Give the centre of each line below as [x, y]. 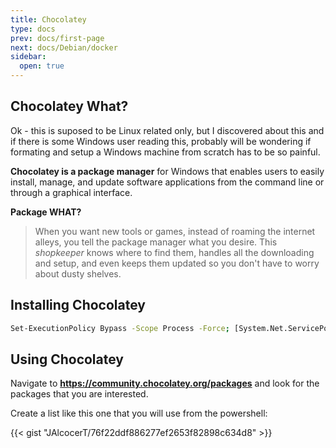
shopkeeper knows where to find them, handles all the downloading [174, 252]
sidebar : [28, 57]
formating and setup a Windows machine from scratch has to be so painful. [165, 152]
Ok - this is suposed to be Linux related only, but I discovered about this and [167, 130]
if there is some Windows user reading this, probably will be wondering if [161, 141]
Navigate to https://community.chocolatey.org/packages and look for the [165, 383]
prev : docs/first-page [57, 38]
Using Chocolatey [67, 359]
